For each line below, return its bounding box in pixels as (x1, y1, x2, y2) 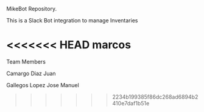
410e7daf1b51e (112, 99, 150, 107)
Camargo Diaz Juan (6, 70, 56, 77)
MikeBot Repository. (6, 5, 57, 12)
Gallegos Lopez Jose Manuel (6, 81, 79, 88)
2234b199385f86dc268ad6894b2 (112, 93, 199, 100)
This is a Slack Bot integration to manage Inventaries (6, 17, 138, 24)
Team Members (6, 58, 46, 65)
